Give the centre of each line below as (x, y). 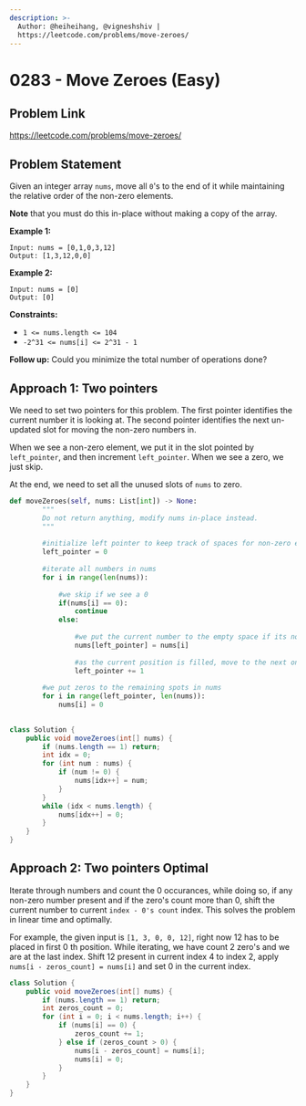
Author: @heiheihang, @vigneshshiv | (89, 26)
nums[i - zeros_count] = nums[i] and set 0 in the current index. (130, 966)
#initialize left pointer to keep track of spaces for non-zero (167, 544)
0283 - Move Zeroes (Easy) (115, 80)
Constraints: (34, 315)
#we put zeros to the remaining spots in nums (132, 688)
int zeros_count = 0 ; (83, 1008)
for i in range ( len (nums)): (95, 577)
